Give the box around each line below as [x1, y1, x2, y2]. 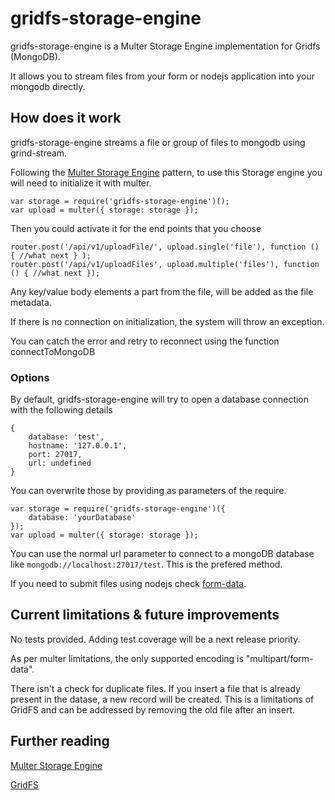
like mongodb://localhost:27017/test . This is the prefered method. [10, 558, 283, 571]
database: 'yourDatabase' [28, 513, 137, 523]
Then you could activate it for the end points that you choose [10, 222, 262, 234]
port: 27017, [28, 450, 83, 460]
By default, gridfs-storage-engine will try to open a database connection [10, 393, 310, 406]
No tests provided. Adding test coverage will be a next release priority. [10, 633, 301, 645]
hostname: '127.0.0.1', [28, 441, 128, 451]
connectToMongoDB [10, 345, 96, 357]
